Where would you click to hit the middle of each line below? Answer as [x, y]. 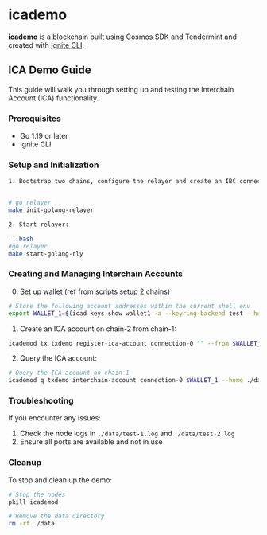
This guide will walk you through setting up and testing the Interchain [121, 89]
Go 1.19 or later [44, 136]
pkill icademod [33, 502]
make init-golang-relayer [51, 210]
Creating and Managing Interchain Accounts [95, 274]
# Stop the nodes [37, 494]
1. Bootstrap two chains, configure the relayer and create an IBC [122, 182]
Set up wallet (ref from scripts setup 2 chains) [95, 291]
